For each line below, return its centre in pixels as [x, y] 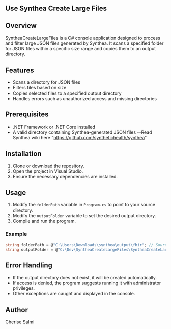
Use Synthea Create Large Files [56, 8]
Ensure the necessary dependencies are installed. [65, 176]
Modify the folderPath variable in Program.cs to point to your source [84, 205]
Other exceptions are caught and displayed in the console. [74, 294]
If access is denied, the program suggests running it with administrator [87, 283]
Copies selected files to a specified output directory [67, 93]
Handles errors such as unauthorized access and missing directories [84, 99]
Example [16, 234]
